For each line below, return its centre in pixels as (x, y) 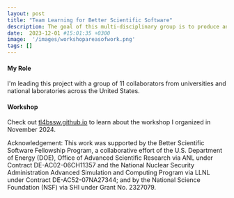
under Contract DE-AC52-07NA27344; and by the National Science (104, 180)
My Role (19, 68)
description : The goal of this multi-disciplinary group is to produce (113, 26)
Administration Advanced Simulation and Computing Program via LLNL (109, 173)
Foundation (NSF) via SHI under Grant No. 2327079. (82, 188)
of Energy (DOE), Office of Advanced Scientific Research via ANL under (110, 158)
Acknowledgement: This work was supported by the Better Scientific (106, 143)
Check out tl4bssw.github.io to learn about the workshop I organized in (109, 122)
